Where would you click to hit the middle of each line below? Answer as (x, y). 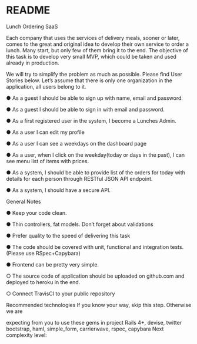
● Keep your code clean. (36, 213)
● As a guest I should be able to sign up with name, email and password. (95, 98)
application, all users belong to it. (46, 86)
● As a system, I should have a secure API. (58, 190)
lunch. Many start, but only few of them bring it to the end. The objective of (97, 50)
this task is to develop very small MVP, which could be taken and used (91, 56)
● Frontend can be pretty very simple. (52, 264)
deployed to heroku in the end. (43, 282)
